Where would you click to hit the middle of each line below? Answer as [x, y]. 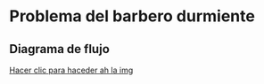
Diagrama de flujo [59, 49]
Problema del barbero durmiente [132, 16]
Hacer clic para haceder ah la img [71, 70]
